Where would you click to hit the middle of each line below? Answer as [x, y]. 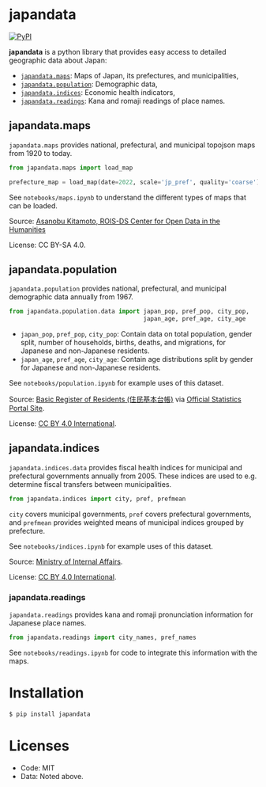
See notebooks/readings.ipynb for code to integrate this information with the [133, 652]
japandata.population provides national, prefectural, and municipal [118, 289]
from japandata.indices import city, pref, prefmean [97, 499]
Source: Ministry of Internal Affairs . [66, 561]
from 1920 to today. [41, 153]
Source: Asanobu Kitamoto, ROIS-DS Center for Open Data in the [114, 221]
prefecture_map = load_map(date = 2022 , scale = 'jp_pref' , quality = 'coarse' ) [135, 182]
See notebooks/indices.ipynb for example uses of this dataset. [111, 546]
